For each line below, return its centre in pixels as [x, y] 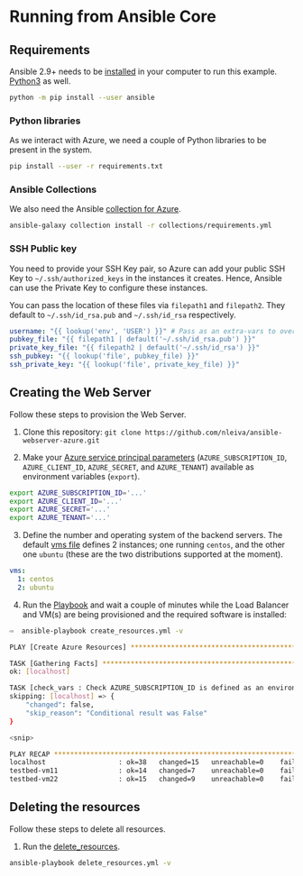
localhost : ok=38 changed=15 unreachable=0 [137, 762]
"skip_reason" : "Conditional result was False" [116, 713]
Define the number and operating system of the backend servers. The [152, 535]
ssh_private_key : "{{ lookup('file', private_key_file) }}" [125, 365]
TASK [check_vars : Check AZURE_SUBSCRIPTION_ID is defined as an [137, 688]
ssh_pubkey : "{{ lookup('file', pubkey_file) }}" [105, 356]
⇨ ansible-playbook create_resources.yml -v [96, 631]
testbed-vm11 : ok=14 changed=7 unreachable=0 [137, 771]
